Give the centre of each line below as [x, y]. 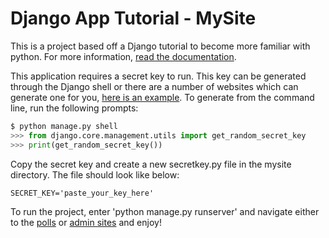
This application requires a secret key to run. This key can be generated [158, 76]
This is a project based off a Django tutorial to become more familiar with [160, 46]
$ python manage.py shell [64, 126]
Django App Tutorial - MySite [133, 18]
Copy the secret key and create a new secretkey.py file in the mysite [151, 164]
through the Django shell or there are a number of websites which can [154, 86]
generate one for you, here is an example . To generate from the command [162, 97]
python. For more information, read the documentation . [123, 56]
